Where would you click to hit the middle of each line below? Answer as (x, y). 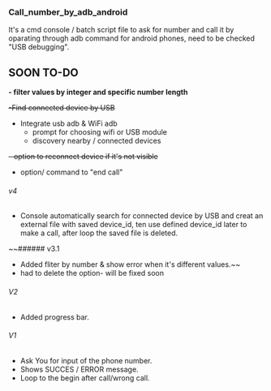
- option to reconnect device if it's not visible (83, 157)
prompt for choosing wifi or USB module (100, 132)
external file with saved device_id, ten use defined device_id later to (133, 225)
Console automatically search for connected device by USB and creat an (142, 216)
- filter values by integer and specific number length (98, 92)
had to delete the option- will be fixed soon (92, 273)
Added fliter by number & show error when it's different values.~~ (130, 264)
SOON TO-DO (43, 73)
